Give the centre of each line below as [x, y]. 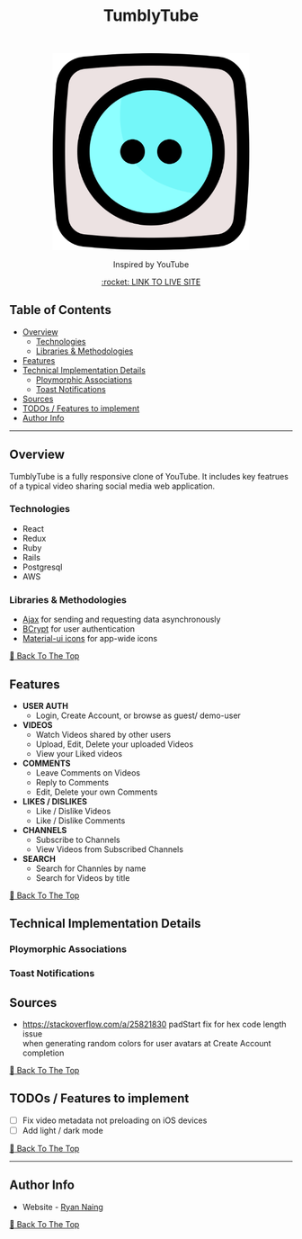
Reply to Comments [72, 782]
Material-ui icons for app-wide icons [90, 639]
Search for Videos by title [83, 877]
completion [43, 1053]
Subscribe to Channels [78, 839]
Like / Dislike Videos [73, 811]
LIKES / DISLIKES [55, 801]
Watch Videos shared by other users [103, 734]
